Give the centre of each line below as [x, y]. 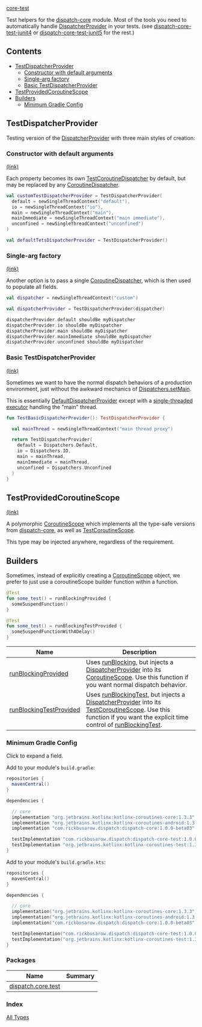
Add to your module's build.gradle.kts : [56, 862]
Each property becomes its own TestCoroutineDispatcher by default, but [96, 178]
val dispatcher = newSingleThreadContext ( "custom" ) [72, 298]
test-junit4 [19, 33]
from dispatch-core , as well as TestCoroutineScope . [71, 530]
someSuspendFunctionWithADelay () [54, 632]
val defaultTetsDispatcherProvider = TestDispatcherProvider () [87, 240]
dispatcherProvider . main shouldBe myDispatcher [67, 331]
